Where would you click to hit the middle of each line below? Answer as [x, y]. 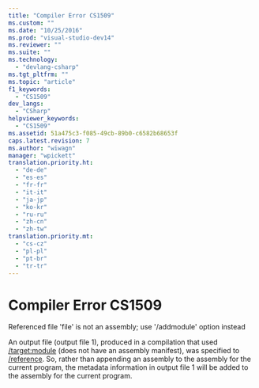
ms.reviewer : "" [35, 45]
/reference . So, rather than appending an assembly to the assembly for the [129, 359]
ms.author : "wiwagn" [42, 148]
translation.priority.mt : [51, 237]
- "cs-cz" [31, 244]
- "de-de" [31, 170]
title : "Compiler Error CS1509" [61, 15]
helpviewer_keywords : [44, 119]
